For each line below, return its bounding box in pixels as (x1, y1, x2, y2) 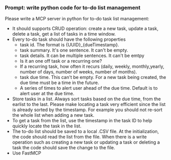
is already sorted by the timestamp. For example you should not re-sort (12, 106, 163, 113)
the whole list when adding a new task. (12, 112, 95, 118)
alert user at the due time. (19, 91, 75, 97)
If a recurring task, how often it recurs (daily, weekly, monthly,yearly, (19, 63, 164, 70)
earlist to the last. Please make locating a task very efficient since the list (12, 101, 166, 108)
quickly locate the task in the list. (12, 123, 82, 129)
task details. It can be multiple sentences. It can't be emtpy (19, 52, 144, 59)
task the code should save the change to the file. (12, 145, 116, 151)
